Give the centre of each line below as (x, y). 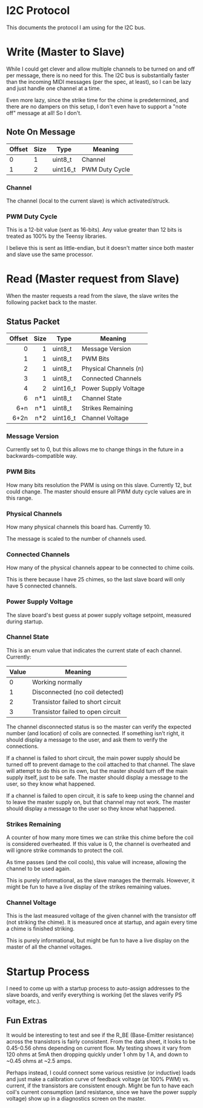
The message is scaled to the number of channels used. (76, 538)
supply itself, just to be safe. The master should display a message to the (97, 777)
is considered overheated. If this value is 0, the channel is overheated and (98, 844)
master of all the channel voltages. (49, 947)
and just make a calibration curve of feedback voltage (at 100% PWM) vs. (98, 1079)
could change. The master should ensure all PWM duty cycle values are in (99, 491)
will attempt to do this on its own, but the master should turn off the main (97, 770)
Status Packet (33, 321)
